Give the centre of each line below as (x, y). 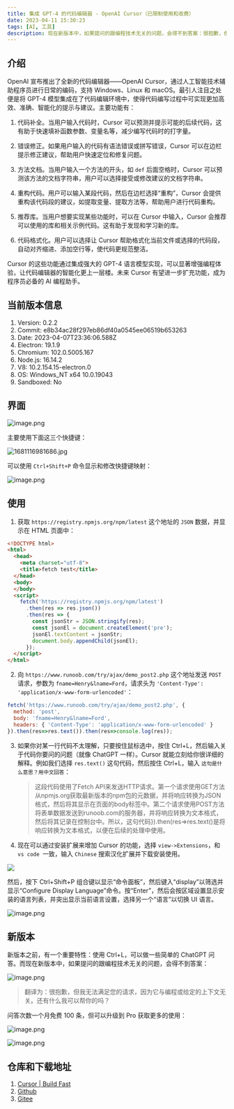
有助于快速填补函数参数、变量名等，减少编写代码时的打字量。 (106, 131)
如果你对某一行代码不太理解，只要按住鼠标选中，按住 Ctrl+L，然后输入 (119, 745)
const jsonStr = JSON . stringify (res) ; (88, 622)
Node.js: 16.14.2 (40, 360)
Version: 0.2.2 (37, 323)
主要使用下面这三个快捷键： (47, 437)
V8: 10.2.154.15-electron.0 (54, 367)
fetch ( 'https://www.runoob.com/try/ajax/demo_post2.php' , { (96, 705)
